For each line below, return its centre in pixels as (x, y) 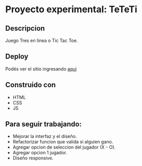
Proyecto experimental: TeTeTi (71, 9)
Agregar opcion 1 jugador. (40, 153)
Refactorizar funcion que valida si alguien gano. (63, 142)
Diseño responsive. (33, 158)
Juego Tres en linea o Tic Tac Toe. (42, 40)
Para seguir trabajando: (43, 124)
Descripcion (25, 28)
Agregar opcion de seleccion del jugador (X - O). (64, 147)
